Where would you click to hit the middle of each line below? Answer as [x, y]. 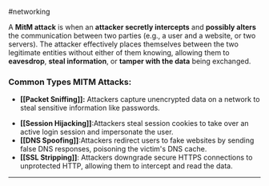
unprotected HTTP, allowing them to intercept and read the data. [126, 166]
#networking [29, 12]
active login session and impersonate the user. [96, 132]
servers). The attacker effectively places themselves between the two [123, 44]
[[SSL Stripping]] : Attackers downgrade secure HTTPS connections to [136, 158]
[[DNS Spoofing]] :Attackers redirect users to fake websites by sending [137, 140]
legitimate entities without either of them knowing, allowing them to [119, 53]
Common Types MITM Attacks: [70, 82]
